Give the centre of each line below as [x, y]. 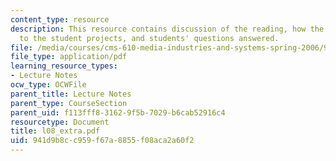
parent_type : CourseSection [69, 103]
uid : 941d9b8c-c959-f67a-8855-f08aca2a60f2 [102, 141]
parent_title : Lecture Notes [71, 94]
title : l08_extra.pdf [55, 131]
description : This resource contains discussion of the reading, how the [167, 29]
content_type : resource [60, 19]
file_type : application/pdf [69, 57]
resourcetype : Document [60, 122]
